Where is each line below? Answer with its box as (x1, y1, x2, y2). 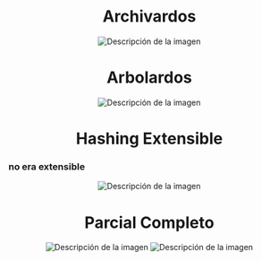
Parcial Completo (84, 213, 215, 232)
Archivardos (102, 6, 197, 27)
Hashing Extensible (75, 128, 224, 149)
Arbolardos (106, 67, 193, 88)
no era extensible (8, 160, 86, 172)
